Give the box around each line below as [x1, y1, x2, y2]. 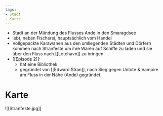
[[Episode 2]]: [12, 56, 41, 62]
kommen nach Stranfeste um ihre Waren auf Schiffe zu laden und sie [12, 45, 152, 52]
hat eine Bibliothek [19, 61, 58, 67]
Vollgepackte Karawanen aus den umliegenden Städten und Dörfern [12, 40, 152, 46]
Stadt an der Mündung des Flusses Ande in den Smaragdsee [12, 30, 136, 36]
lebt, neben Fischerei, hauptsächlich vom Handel [12, 35, 112, 41]
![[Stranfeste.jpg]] [5, 106, 41, 112]
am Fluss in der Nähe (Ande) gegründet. [19, 72, 102, 78]
